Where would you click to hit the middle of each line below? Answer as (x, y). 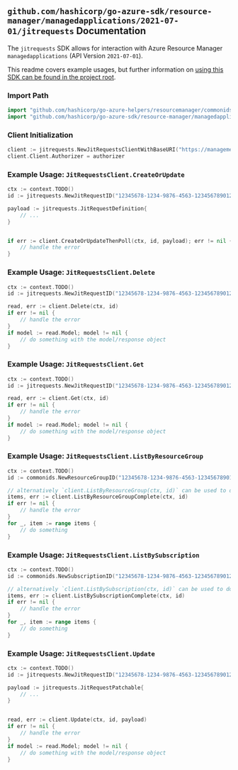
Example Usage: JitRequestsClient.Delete (81, 272)
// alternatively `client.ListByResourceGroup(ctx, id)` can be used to (117, 490)
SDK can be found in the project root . (62, 77)
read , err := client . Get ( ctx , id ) (58, 398)
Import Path (28, 95)
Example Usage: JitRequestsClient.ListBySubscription (103, 555)
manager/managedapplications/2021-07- (93, 21)
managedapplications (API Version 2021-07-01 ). (75, 55)
